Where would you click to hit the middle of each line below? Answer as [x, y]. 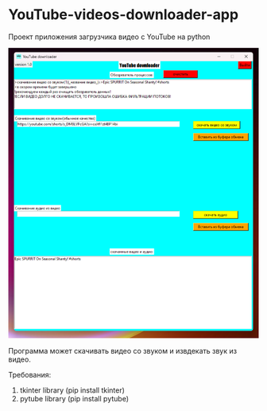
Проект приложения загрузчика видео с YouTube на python [109, 37]
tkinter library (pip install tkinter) [72, 390]
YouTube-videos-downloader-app [124, 15]
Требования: [30, 374]
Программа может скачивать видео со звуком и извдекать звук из [122, 350]
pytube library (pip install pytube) [74, 398]
